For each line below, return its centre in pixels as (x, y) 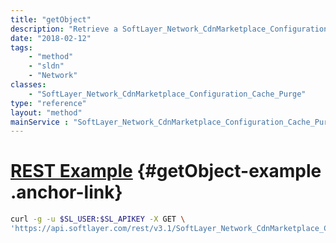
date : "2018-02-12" (51, 38)
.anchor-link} (66, 192)
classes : (28, 85)
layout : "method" (46, 112)
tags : (21, 47)
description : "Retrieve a (64, 29)
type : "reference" (48, 103)
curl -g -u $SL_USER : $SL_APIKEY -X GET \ (98, 219)
